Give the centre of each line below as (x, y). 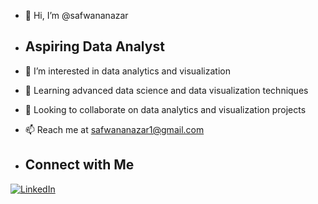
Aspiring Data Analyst (94, 46)
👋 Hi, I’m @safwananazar (76, 15)
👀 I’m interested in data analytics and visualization (127, 71)
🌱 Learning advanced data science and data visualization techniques (166, 90)
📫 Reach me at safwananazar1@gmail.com (114, 129)
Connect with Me (79, 165)
